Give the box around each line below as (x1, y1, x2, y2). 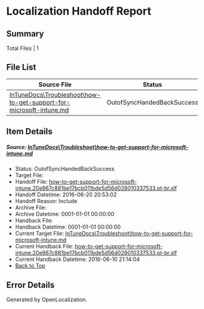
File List (6, 62, 36, 72)
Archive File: (15, 204, 47, 211)
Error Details (6, 280, 55, 290)
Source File (38, 80, 72, 89)
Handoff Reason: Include (15, 198, 78, 205)
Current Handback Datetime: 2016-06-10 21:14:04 (15, 255, 140, 263)
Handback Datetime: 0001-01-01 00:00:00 (15, 223, 121, 231)
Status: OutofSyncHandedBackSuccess (15, 165, 115, 173)
